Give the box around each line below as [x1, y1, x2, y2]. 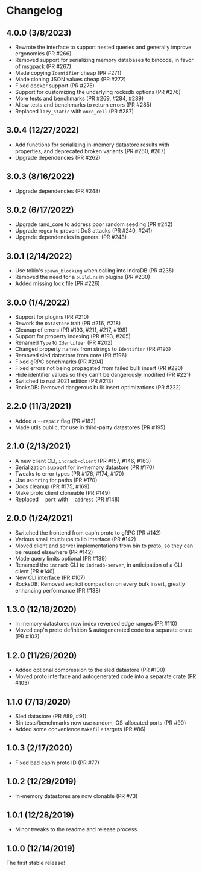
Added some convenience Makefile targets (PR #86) [14, 725, 146, 732]
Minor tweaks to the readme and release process [14, 826, 137, 833]
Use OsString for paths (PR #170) [14, 476, 98, 483]
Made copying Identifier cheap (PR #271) [14, 69, 122, 76]
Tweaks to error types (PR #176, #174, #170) [14, 470, 125, 477]
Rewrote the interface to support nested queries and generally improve [14, 43, 192, 51]
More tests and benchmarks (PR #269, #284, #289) [14, 95, 144, 102]
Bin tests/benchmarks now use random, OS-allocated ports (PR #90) [14, 718, 186, 726]
